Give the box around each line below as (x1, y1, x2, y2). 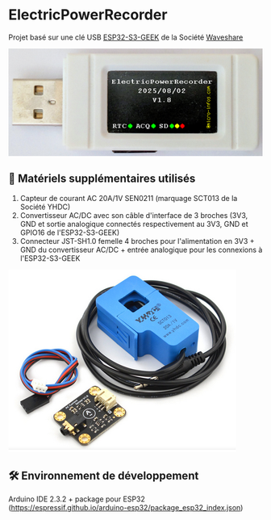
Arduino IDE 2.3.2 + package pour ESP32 (8, 494, 145, 504)
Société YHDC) (19, 202, 71, 212)
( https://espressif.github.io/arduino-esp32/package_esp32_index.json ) (8, 503, 244, 513)
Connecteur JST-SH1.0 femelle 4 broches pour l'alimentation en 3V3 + (19, 236, 256, 245)
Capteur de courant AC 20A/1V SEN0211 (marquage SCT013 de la (19, 193, 238, 203)
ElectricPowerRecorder (8, 6, 168, 24)
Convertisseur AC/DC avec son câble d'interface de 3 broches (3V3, (19, 210, 248, 220)
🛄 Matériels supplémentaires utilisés (8, 172, 196, 186)
